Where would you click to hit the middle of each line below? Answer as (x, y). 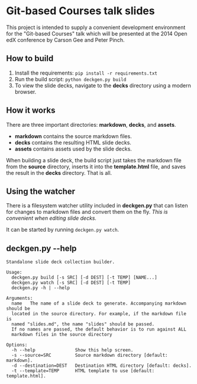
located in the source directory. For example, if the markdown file (99, 314)
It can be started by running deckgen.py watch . (63, 230)
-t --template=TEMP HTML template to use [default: (83, 371)
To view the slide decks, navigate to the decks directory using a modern (103, 85)
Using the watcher (41, 191)
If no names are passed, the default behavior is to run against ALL (99, 329)
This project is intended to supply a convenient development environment (96, 27)
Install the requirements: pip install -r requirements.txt (86, 73)
